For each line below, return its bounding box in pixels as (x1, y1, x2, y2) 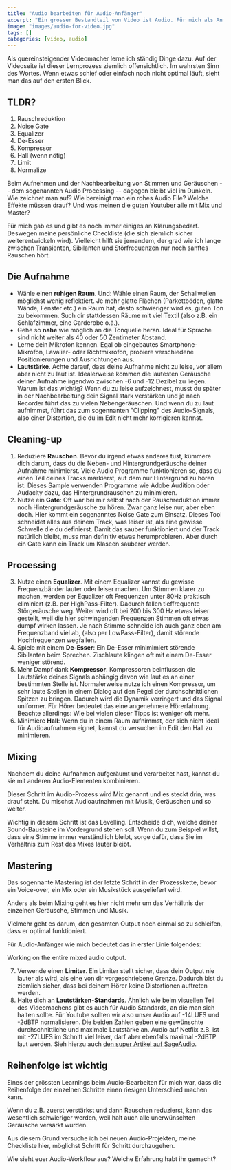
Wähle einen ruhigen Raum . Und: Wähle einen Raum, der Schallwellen (16, 289, 217, 297)
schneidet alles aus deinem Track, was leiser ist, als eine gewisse (16, 518, 203, 526)
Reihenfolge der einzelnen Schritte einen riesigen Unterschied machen (7, 1085, 208, 1094)
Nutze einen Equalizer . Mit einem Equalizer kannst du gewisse (16, 577, 195, 586)
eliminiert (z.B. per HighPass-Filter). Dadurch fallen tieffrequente (16, 599, 201, 608)
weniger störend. (16, 658, 66, 666)
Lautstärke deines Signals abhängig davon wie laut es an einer (16, 672, 195, 681)
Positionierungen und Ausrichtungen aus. (16, 355, 135, 363)
